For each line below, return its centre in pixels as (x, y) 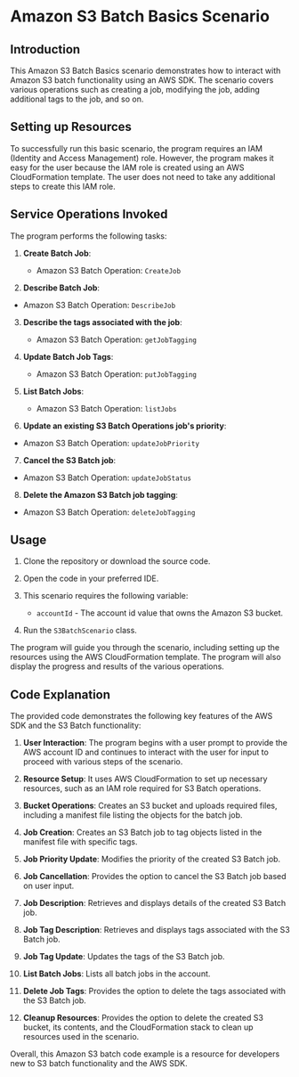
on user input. (48, 886)
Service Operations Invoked (89, 214)
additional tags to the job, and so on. (77, 99)
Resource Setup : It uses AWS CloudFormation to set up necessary (145, 779)
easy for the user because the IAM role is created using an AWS (127, 167)
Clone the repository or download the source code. (117, 561)
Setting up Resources (71, 127)
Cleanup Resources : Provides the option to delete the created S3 (143, 1018)
